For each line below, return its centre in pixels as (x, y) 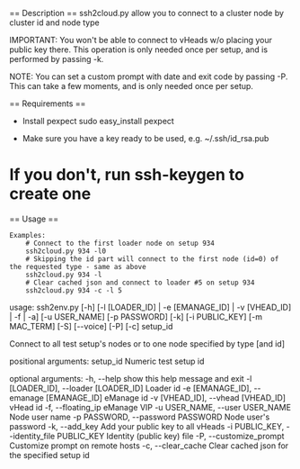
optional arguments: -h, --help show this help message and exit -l (131, 378)
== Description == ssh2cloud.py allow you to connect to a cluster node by (147, 13)
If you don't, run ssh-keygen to (127, 175)
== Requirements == (48, 104)
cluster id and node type (55, 23)
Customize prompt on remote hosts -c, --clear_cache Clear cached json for (149, 446)
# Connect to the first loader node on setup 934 (120, 243)
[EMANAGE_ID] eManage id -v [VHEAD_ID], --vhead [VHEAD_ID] (166, 397)
